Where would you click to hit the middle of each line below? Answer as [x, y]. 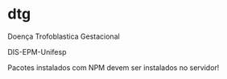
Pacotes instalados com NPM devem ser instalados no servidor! [113, 67]
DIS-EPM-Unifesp [37, 52]
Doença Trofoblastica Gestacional [64, 36]
